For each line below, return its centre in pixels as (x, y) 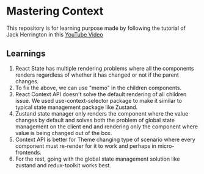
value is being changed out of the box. (64, 133)
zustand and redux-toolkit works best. (63, 165)
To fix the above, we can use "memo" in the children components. (98, 88)
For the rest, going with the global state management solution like (97, 159)
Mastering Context (55, 11)
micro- (166, 146)
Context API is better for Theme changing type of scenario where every (105, 139)
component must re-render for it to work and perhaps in (86, 146)
